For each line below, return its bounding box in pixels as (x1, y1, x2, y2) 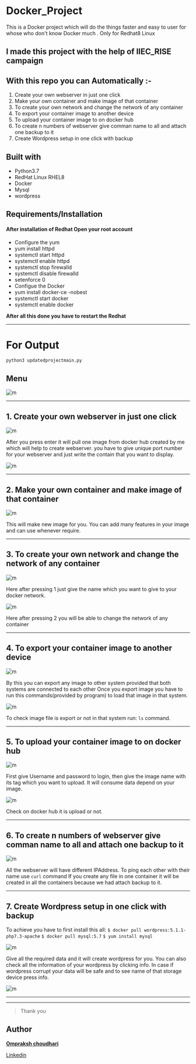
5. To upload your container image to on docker (6, 736, 181, 746)
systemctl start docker (14, 295, 69, 302)
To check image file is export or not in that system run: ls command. (6, 714, 171, 721)
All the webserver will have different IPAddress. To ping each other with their (6, 867, 190, 874)
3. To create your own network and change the (6, 550, 179, 560)
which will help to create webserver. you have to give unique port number (6, 445, 183, 452)
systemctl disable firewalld (14, 270, 79, 277)
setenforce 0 (14, 276, 45, 283)
